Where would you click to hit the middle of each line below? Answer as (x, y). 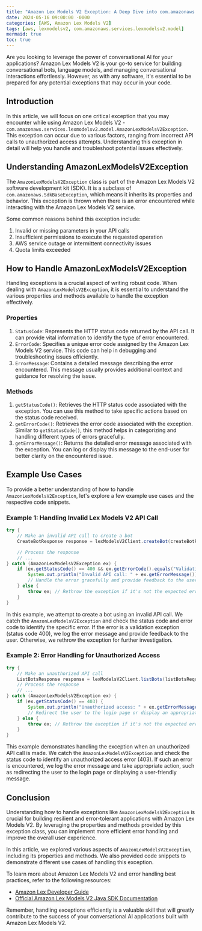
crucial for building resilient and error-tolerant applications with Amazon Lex (100, 818)
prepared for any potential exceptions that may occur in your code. (89, 83)
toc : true (19, 40)
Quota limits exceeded (43, 249)
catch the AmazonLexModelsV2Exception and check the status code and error (99, 621)
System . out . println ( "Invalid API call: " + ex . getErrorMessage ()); (114, 575)
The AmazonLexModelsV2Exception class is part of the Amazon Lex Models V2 (101, 181)
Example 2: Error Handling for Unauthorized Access (83, 656)
